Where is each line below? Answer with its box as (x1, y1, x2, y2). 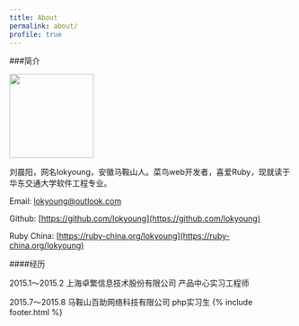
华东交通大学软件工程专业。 (9, 178, 112, 189)
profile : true (9, 30, 63, 39)
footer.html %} (9, 307, 63, 318)
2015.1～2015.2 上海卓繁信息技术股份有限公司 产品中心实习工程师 (9, 278, 250, 288)
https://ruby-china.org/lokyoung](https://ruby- (58, 231, 231, 242)
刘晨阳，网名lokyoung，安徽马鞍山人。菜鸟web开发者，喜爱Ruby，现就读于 (9, 167, 290, 178)
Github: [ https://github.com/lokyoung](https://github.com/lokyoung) (9, 213, 261, 225)
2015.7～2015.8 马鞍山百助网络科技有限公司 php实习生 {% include (9, 297, 253, 308)
